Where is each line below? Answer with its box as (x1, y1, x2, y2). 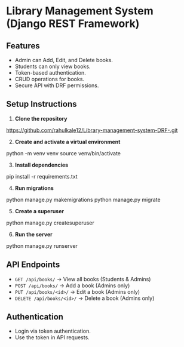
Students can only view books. (14, 63, 91, 70)
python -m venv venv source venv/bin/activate (6, 149, 121, 156)
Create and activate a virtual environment (14, 138, 121, 145)
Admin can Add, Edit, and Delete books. (14, 57, 114, 63)
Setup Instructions (6, 99, 77, 109)
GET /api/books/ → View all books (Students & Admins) (14, 275, 151, 282)
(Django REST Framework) (6, 17, 140, 30)
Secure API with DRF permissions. (14, 82, 99, 89)
